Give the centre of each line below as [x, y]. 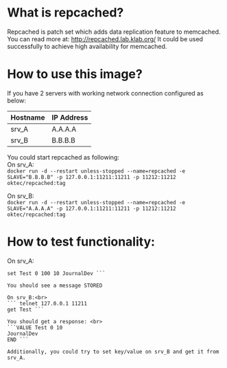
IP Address [70, 117]
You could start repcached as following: [63, 157]
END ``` [18, 339]
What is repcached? [65, 13]
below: [16, 100]
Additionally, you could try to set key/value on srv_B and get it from [113, 351]
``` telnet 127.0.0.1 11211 [47, 303]
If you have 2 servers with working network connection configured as [105, 93]
